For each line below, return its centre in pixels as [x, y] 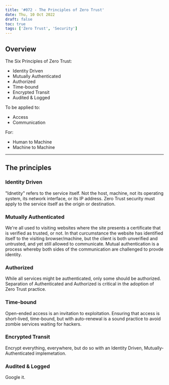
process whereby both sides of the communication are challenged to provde [84, 249]
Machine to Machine [34, 147]
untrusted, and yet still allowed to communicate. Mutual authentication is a [82, 244]
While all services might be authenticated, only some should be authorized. [83, 279]
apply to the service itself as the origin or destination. [60, 204]
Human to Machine [32, 142]
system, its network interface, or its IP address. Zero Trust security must [80, 198]
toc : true [16, 24]
